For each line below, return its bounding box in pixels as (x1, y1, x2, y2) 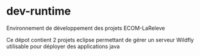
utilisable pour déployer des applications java (6, 43, 120, 50)
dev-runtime (6, 4, 71, 18)
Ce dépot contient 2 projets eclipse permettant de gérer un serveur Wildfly (6, 36, 194, 43)
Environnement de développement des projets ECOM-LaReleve (6, 24, 165, 32)
